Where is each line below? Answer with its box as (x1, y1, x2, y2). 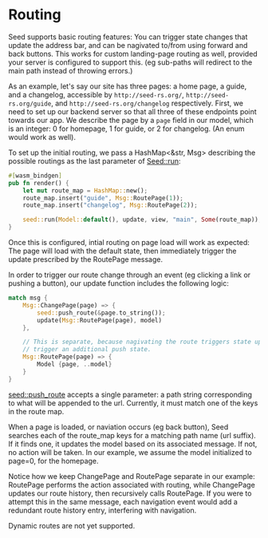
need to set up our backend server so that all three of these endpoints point (8, 106, 257, 117)
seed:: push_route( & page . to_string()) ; (37, 309, 166, 317)
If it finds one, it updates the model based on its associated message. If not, (8, 439, 258, 449)
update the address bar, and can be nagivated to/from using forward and (8, 40, 248, 49)
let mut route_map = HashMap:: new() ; (22, 186, 148, 195)
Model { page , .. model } (37, 361, 112, 369)
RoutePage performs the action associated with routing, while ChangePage (8, 480, 255, 489)
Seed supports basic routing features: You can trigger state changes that (8, 32, 248, 42)
